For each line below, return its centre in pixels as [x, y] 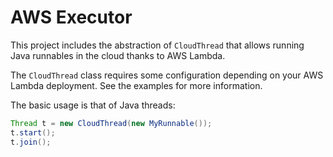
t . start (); [33, 132]
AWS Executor [71, 17]
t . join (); [31, 142]
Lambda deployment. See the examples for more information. [136, 85]
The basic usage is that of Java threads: [93, 105]
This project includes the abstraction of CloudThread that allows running [157, 45]
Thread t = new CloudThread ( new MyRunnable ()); [111, 123]
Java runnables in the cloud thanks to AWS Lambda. [118, 55]
